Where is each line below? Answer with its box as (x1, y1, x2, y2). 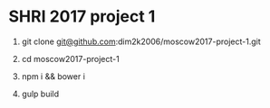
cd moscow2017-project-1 (21, 53, 120, 64)
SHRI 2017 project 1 (8, 6, 156, 27)
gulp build (21, 88, 60, 99)
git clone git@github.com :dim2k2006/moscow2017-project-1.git (21, 36, 261, 47)
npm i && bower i (21, 70, 85, 82)
